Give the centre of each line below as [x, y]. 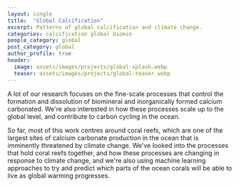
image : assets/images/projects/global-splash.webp [91, 67]
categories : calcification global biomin [70, 34]
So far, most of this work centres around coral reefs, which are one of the [115, 130]
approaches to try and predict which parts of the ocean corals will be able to [120, 168]
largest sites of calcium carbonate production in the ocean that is [103, 138]
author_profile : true [40, 54]
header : [19, 60]
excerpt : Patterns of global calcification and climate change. [105, 27]
